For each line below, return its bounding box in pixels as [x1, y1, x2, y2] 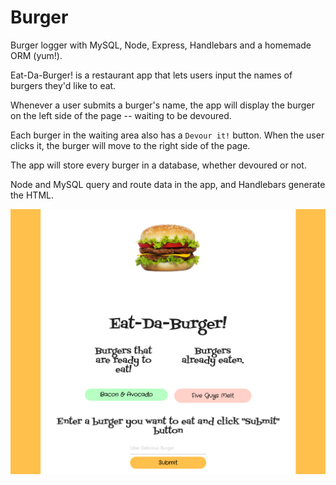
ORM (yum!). [10, 49, 63, 61]
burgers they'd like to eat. [10, 79, 117, 91]
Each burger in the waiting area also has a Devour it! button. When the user [10, 129, 325, 141]
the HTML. [10, 189, 54, 201]
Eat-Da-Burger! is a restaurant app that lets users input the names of [10, 69, 293, 81]
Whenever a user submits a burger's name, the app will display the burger [10, 99, 315, 111]
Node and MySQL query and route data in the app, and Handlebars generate [10, 178, 326, 190]
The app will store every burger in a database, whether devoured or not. [10, 159, 307, 171]
